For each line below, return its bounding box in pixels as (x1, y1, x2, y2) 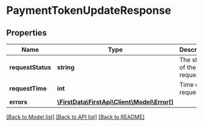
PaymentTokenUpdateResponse (6, 4, 172, 17)
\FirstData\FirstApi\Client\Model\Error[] (57, 98, 174, 106)
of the (179, 63, 196, 71)
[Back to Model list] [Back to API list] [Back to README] (6, 113, 145, 121)
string (57, 63, 75, 71)
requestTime (9, 84, 47, 92)
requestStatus (9, 63, 51, 71)
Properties (6, 28, 47, 38)
